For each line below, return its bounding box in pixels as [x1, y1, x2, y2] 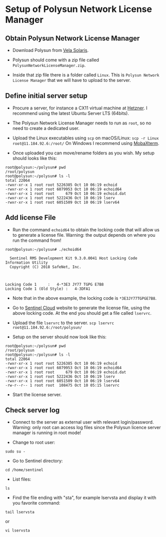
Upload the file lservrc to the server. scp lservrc [12, 320, 114, 326]
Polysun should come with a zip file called [12, 57, 99, 63]
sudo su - [5, 449, 26, 454]
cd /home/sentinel [5, 468, 43, 473]
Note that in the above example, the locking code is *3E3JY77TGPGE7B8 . [12, 295, 157, 301]
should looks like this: [12, 155, 57, 161]
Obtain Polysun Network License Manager [5, 34, 140, 42]
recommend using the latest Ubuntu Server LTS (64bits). [12, 110, 129, 116]
